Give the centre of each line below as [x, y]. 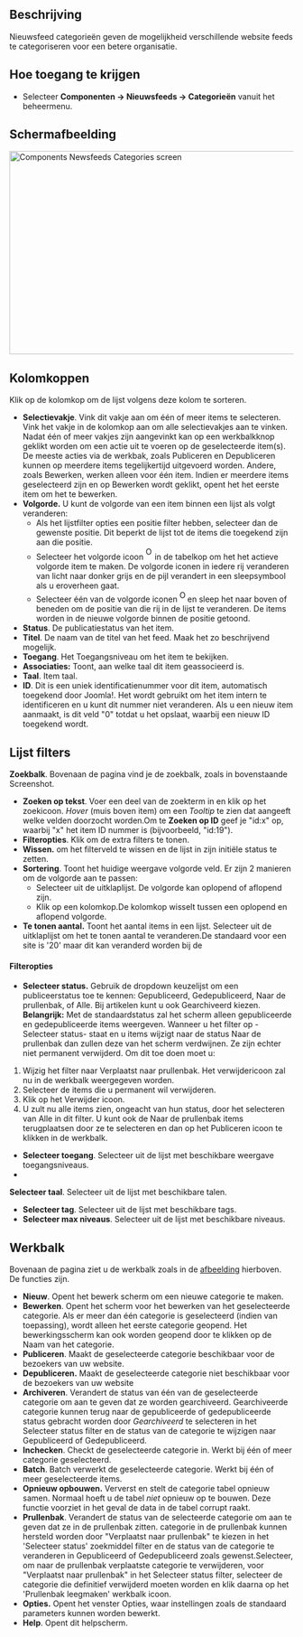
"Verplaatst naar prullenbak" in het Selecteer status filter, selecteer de [152, 1575]
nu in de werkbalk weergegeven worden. [98, 1080]
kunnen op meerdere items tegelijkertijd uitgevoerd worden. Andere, [149, 465]
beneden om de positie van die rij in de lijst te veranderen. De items [161, 609]
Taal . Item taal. [50, 676]
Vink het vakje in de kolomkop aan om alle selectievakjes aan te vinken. [155, 427]
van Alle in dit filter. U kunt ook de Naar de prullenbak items [133, 1118]
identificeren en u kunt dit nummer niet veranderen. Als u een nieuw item [158, 705]
